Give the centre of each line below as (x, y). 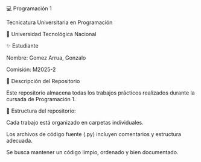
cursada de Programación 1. (41, 99)
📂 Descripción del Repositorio (43, 81)
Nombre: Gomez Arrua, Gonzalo (46, 58)
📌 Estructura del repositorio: (41, 111)
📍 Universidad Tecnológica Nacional (51, 34)
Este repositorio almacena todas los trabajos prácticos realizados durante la (101, 93)
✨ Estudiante (22, 46)
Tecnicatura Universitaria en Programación (59, 22)
